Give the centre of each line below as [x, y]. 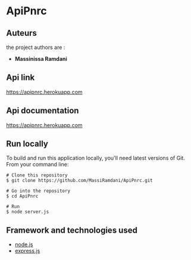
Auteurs [22, 33]
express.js [27, 251]
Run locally [27, 144]
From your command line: [37, 165]
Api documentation [43, 111]
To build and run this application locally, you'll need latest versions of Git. [96, 158]
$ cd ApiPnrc [22, 196]
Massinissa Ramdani [41, 59]
